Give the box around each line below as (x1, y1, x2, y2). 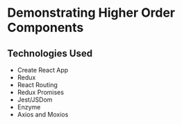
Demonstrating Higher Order (7, 5, 176, 21)
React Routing (17, 81, 58, 88)
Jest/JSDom (17, 95, 53, 104)
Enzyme (17, 103, 41, 111)
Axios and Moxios (17, 110, 69, 118)
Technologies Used (7, 47, 92, 59)
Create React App (17, 66, 69, 74)
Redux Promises (17, 88, 65, 96)
